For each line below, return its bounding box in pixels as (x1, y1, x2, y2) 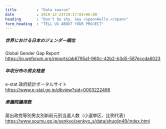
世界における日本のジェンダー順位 (5, 37, 75, 43)
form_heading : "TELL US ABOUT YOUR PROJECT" (5, 21, 104, 26)
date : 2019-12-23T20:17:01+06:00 (5, 12, 97, 17)
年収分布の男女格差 (5, 67, 45, 73)
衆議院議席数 (5, 98, 31, 105)
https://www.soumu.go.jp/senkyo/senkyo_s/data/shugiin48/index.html (5, 118, 150, 124)
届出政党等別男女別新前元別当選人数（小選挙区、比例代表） (5, 112, 128, 118)
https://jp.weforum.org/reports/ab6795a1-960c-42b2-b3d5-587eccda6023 (5, 55, 161, 61)
